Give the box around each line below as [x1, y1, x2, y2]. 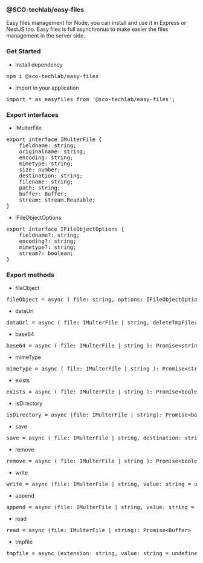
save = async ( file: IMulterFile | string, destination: [6, 435, 182, 441]
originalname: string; [19, 148, 86, 155]
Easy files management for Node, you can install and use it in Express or [6, 19, 186, 27]
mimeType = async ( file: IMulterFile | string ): [6, 366, 159, 372]
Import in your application [14, 84, 80, 91]
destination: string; [19, 172, 83, 179]
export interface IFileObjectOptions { [6, 225, 124, 232]
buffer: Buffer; [19, 190, 68, 197]
